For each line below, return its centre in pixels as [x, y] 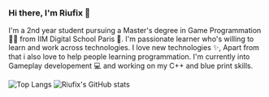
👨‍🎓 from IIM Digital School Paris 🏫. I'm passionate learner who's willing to [131, 39]
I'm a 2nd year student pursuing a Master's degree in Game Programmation [135, 31]
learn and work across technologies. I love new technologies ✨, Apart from [134, 48]
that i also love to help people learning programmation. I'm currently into [129, 57]
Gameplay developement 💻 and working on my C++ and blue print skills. [131, 66]
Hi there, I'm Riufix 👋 [50, 13]
